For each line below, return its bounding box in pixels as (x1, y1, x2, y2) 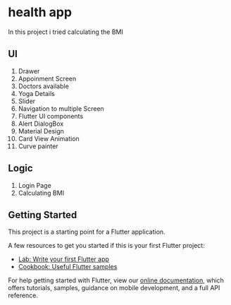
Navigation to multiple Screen (18, 104, 104, 113)
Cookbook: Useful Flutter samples (18, 263, 118, 271)
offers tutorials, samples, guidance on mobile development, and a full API (8, 284, 220, 292)
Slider (18, 97, 36, 105)
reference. (8, 291, 38, 300)
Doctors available (18, 82, 69, 90)
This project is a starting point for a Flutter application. (8, 227, 166, 237)
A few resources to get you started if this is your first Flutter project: (8, 241, 205, 250)
